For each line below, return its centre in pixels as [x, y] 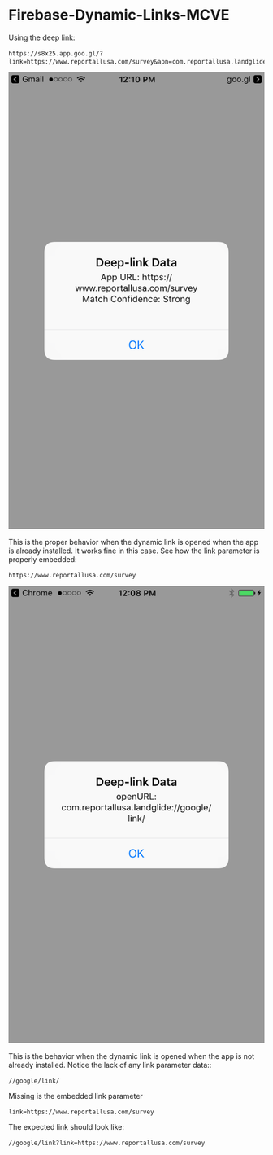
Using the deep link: [42, 37]
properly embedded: [43, 560]
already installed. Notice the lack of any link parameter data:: [110, 1065]
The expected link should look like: [66, 1127]
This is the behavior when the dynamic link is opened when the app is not [131, 1056]
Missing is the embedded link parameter [76, 1096]
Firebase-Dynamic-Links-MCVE [119, 15]
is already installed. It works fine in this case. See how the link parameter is [134, 551]
